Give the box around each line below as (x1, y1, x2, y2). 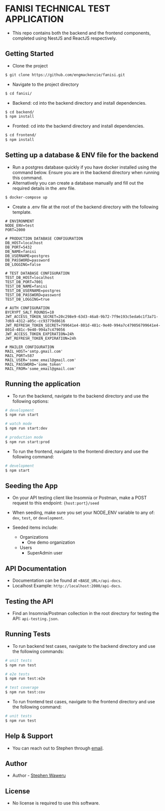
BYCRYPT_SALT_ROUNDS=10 (5, 310, 55, 315)
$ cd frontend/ (5, 132, 37, 138)
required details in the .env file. (12, 185, 76, 191)
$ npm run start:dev (5, 426, 48, 431)
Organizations (19, 534, 49, 540)
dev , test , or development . (12, 515, 64, 521)
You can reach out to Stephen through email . (12, 745, 104, 751)
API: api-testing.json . (12, 616, 59, 622)
